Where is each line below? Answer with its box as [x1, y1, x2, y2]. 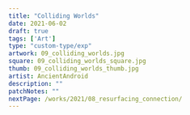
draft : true [8, 27, 49, 35]
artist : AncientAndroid [8, 72, 89, 80]
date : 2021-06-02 [8, 19, 67, 28]
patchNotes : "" [8, 87, 60, 96]
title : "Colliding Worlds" [8, 11, 99, 20]
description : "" [8, 79, 63, 87]
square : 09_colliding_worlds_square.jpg [8, 57, 147, 66]
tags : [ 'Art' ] [8, 34, 57, 43]
